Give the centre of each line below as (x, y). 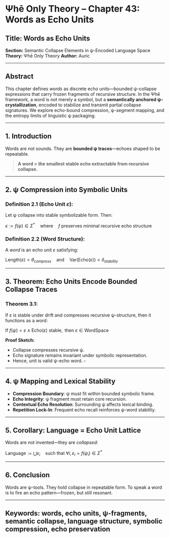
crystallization (21, 105)
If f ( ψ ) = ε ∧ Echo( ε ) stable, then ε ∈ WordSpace (57, 330)
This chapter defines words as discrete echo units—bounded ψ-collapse (81, 89)
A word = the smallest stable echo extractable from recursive (83, 164)
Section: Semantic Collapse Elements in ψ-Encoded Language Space (78, 50)
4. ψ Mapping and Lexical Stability (60, 381)
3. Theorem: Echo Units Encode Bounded (71, 282)
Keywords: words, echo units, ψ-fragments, (76, 513)
